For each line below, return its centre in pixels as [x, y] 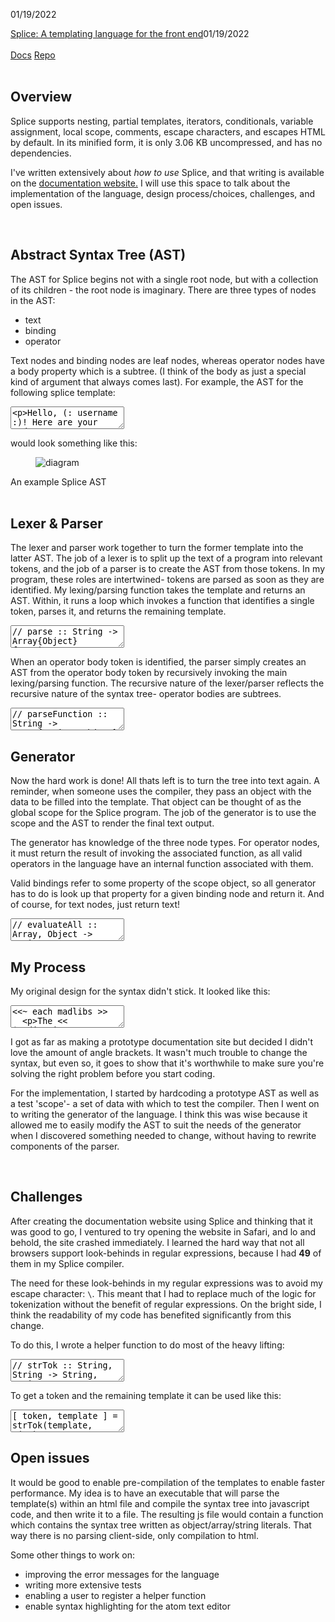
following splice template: [63, 392]
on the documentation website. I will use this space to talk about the [150, 183]
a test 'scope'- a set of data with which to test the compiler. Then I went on [165, 1104]
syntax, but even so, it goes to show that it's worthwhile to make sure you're [167, 1063]
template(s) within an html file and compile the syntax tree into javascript [160, 1503]
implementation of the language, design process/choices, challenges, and [163, 193]
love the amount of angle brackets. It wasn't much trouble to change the [159, 1053]
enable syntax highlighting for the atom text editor [127, 1606]
